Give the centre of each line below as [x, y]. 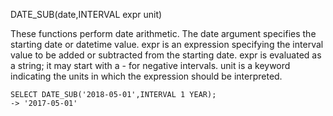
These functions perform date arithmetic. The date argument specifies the [163, 33]
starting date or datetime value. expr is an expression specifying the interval [167, 44]
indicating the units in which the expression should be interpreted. [146, 76]
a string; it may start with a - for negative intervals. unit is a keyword [150, 65]
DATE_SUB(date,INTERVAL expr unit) [86, 14]
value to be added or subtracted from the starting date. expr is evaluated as [166, 55]
